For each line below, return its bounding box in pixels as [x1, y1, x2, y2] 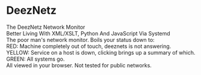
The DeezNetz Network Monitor [6, 23, 85, 31]
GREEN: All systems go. [6, 55, 65, 62]
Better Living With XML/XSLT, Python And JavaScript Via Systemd [6, 29, 170, 37]
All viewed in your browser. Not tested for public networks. [6, 61, 152, 69]
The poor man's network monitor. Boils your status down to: [6, 36, 155, 43]
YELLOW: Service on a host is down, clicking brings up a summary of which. [6, 49, 196, 56]
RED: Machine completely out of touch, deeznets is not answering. [6, 43, 172, 50]
